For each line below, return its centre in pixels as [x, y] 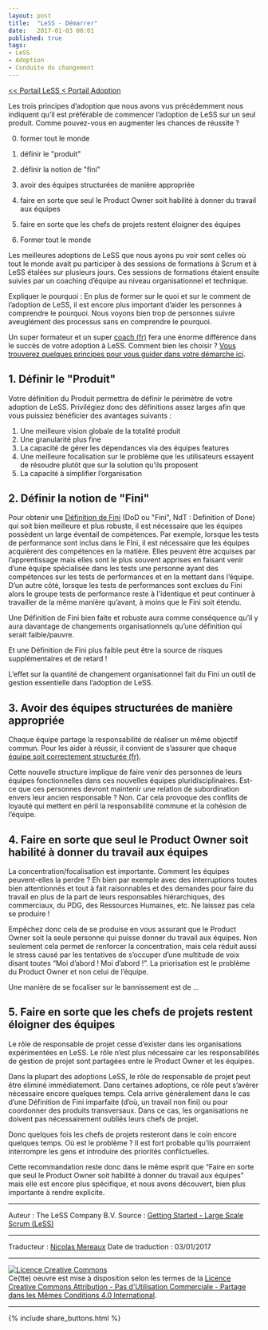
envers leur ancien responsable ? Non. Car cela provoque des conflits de [128, 798]
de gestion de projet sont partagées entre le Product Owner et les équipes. [131, 1061]
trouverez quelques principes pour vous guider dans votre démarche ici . [127, 354]
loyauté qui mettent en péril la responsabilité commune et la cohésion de [128, 806]
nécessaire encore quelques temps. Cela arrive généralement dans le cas [129, 1093]
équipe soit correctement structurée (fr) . [75, 756]
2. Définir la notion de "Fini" [79, 498]
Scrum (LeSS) [31, 1224]
